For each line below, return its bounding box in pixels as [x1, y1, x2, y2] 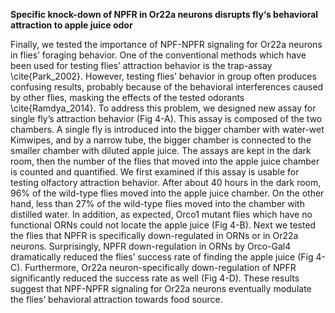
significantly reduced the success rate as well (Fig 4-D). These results [10, 272, 300, 284]
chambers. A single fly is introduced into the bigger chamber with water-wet [10, 124, 325, 135]
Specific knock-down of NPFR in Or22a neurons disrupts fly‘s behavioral [10, 9, 319, 20]
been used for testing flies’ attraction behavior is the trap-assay [10, 60, 273, 71]
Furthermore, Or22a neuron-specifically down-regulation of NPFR [24, 262, 297, 273]
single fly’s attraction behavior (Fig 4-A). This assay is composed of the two [10, 113, 323, 124]
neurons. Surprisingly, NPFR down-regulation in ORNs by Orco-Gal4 [10, 240, 292, 252]
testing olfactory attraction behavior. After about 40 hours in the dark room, [10, 177, 322, 188]
